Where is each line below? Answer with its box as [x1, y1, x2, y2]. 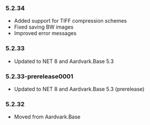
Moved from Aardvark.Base [13, 113, 81, 120]
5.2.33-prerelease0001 [5, 72, 74, 80]
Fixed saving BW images [13, 23, 74, 30]
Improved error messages [13, 30, 77, 37]
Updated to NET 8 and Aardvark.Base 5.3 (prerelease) [13, 85, 145, 92]
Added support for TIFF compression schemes [13, 18, 127, 25]
